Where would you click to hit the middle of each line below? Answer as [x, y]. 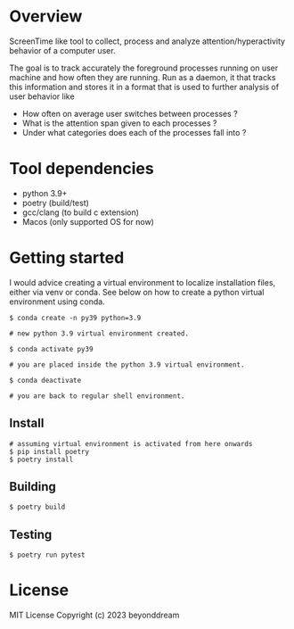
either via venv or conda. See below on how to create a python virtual [137, 292]
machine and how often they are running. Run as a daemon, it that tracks [143, 77]
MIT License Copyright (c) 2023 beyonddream [94, 615]
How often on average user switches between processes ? [130, 113]
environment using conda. [57, 302]
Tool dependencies [82, 169]
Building [33, 487]
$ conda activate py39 [51, 349]
